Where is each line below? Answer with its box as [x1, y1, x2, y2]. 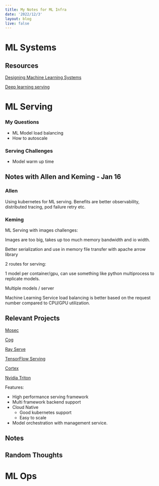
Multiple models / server [5, 285, 54, 291]
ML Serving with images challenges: [5, 227, 78, 233]
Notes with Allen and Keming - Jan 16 [5, 173, 121, 181]
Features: [5, 384, 24, 390]
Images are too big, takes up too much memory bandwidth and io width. [5, 237, 150, 243]
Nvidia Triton [5, 375, 31, 380]
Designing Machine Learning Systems [5, 75, 82, 81]
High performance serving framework [12, 394, 89, 400]
